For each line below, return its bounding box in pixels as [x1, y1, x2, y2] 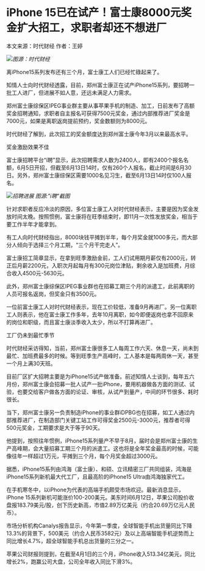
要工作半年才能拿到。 [6, 220, 60, 228]
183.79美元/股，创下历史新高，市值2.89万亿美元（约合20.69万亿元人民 [16, 501, 195, 509]
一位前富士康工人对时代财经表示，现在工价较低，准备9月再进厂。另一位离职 [6, 303, 197, 310]
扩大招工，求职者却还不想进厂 [17, 21, 167, 35]
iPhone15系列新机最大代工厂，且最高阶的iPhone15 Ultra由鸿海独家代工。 [6, 472, 188, 480]
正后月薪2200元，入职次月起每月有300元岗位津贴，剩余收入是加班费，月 [6, 261, 190, 269]
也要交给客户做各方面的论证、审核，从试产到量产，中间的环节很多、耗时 [16, 388, 199, 395]
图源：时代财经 [12, 55, 50, 62]
